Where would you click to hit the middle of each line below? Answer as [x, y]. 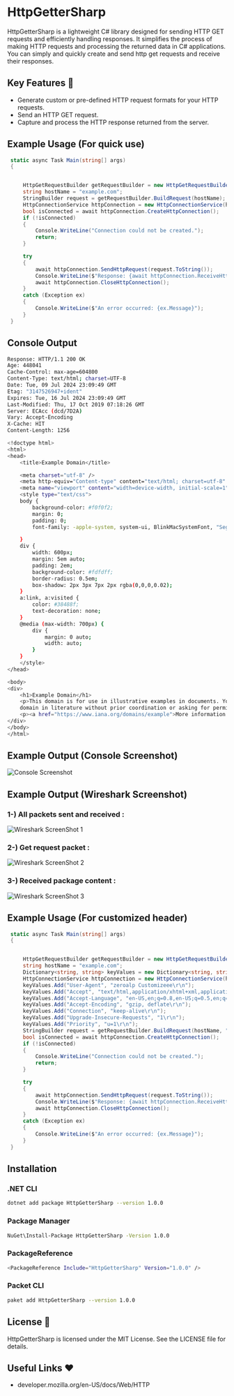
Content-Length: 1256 [39, 431]
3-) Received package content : [62, 881]
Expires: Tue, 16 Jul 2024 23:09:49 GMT [67, 398]
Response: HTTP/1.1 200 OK [46, 359]
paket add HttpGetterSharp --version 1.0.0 [71, 1300]
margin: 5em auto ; [59, 559]
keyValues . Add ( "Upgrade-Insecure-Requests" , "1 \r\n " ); [104, 1018]
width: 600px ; [53, 553]
